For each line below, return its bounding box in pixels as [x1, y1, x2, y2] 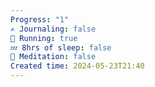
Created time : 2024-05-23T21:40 [10, 61, 145, 71]
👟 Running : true [10, 33, 78, 43]
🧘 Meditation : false [10, 52, 97, 62]
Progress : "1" [10, 14, 70, 25]
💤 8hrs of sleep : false [10, 42, 112, 53]
